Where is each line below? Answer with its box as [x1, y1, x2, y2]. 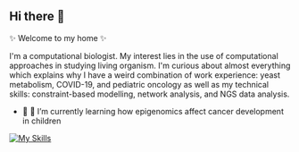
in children [21, 115, 62, 126]
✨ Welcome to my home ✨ [9, 32, 107, 43]
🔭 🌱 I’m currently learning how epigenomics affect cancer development [21, 106, 284, 116]
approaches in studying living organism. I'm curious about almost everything [9, 60, 291, 71]
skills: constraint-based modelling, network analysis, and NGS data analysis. [9, 89, 290, 99]
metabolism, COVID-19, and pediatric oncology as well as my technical [9, 79, 270, 89]
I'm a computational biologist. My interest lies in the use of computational [9, 50, 278, 61]
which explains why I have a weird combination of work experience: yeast [9, 69, 281, 80]
